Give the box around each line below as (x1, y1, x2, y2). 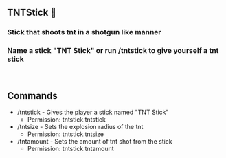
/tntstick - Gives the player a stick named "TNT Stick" (16, 108, 170, 117)
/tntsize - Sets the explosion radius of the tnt (16, 123, 144, 131)
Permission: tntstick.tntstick (27, 115, 106, 124)
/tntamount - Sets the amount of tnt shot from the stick (16, 137, 173, 146)
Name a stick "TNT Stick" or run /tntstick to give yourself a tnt (7, 46, 219, 56)
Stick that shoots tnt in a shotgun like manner (7, 27, 161, 37)
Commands (7, 90, 58, 102)
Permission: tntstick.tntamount (27, 145, 115, 153)
